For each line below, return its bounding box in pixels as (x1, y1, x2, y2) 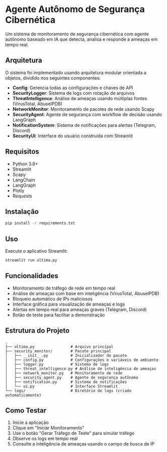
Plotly (12, 187, 25, 193)
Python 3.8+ (12, 161, 39, 167)
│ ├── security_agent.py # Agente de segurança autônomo (5, 375, 138, 380)
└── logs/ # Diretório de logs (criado (5, 388, 132, 393)
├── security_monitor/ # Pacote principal (5, 348, 112, 353)
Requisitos (5, 147, 39, 156)
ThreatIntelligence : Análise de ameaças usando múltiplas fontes (12, 95, 147, 101)
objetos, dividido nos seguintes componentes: (5, 74, 101, 81)
